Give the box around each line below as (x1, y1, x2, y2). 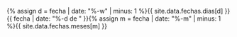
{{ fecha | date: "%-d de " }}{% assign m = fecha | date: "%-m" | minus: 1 (6, 14, 221, 23)
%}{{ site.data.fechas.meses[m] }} (6, 22, 108, 30)
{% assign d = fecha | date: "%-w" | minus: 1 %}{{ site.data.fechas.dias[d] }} (6, 7, 231, 15)
